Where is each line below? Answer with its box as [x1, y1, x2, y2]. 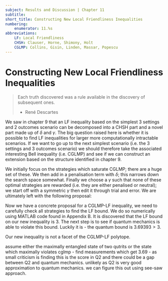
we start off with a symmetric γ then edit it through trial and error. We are [5, 187, 156, 193]
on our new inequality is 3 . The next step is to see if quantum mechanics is [5, 219, 160, 225]
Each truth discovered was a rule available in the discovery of [17, 94, 145, 100]
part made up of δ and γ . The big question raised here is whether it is [5, 129, 148, 135]
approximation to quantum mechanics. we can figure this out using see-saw [5, 265, 162, 271]
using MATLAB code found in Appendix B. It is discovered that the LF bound [5, 213, 163, 219]
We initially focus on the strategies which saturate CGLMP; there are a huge [5, 166, 162, 172]
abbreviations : [5, 31, 37, 36]
